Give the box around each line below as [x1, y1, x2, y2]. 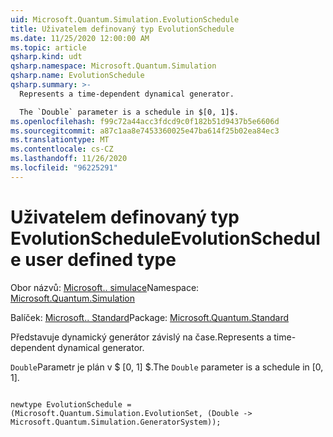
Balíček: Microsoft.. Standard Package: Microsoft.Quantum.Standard [10, 311, 290, 323]
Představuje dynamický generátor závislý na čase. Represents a [10, 331, 272, 343]
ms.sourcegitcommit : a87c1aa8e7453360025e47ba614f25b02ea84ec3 [10, 126, 280, 136]
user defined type [24, 248, 177, 271]
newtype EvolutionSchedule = [10, 399, 132, 410]
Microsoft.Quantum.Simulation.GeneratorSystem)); [10, 417, 222, 427]
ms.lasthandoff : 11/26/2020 [10, 154, 128, 164]
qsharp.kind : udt [10, 52, 83, 62]
